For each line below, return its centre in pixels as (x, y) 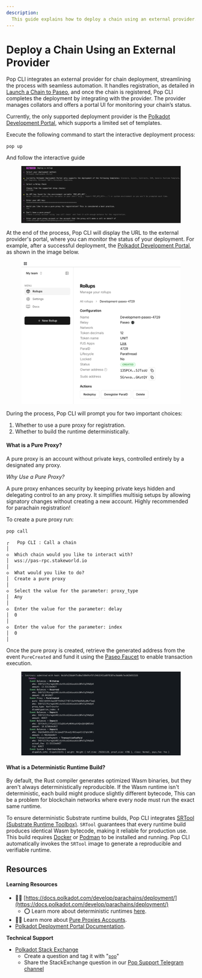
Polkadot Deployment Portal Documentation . (70, 926)
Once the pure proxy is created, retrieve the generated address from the (96, 650)
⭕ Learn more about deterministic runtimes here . (85, 911)
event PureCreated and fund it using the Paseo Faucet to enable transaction (99, 657)
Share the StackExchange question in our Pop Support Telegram (104, 962)
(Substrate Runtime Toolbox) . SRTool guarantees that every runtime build (96, 825)
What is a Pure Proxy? (34, 445)
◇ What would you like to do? (45, 573)
